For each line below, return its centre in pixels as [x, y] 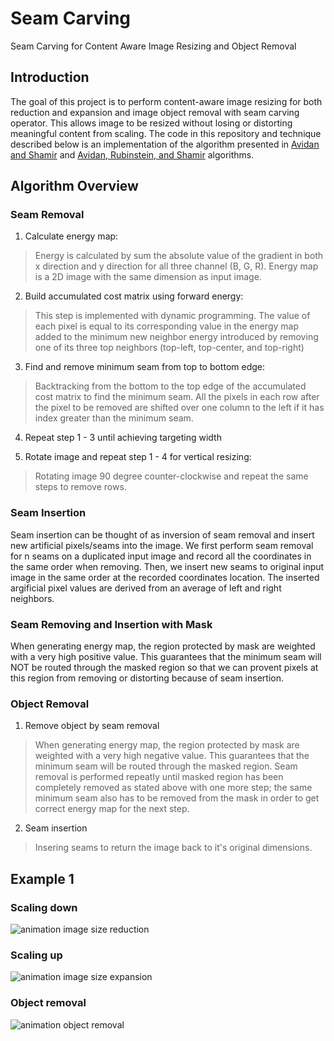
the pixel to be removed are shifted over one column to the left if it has [179, 408]
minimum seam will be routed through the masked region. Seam [166, 766]
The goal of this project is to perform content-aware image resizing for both [166, 101]
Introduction [50, 77]
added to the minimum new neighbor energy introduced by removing [176, 337]
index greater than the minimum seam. [114, 418]
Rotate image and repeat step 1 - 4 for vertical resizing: [138, 457]
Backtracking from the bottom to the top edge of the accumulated [170, 386]
